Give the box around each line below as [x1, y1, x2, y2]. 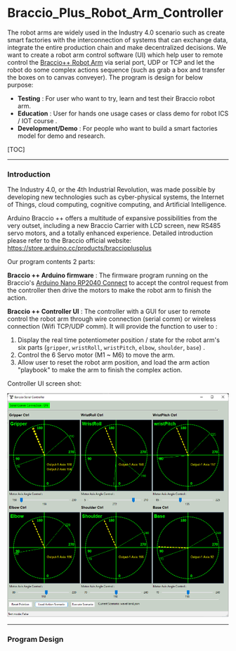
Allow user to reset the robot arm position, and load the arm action [17, 358, 210, 367]
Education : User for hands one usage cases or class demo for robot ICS [17, 109, 229, 118]
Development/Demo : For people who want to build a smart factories [17, 124, 218, 132]
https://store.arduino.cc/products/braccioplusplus [7, 244, 152, 253]
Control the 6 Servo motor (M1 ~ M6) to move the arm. [17, 350, 176, 360]
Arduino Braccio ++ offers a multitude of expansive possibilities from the [7, 214, 218, 222]
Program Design [7, 634, 64, 644]
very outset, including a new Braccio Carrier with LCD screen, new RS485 [7, 222, 221, 230]
